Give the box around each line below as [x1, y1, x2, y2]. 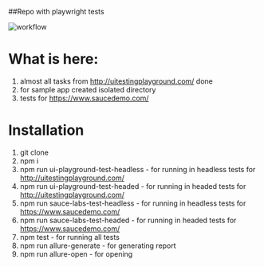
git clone [19, 147, 49, 157]
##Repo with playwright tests [8, 7, 105, 16]
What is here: [8, 50, 99, 69]
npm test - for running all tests [19, 232, 120, 241]
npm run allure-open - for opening [19, 249, 133, 258]
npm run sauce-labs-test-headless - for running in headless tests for [19, 198, 246, 208]
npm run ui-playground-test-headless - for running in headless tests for [19, 164, 256, 174]
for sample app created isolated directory [19, 84, 156, 94]
